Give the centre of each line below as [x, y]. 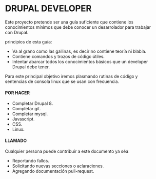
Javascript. [23, 119]
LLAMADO [16, 140]
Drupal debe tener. [31, 67]
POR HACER [18, 93]
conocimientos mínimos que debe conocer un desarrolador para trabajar [78, 27]
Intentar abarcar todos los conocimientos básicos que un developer [80, 61]
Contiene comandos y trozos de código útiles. [58, 56]
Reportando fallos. [31, 161]
